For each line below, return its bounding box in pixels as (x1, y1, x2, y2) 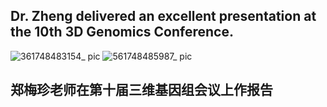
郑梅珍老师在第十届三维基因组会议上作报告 (10, 82, 273, 99)
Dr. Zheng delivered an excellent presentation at (10, 8, 317, 25)
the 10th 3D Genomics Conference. (10, 24, 234, 41)
